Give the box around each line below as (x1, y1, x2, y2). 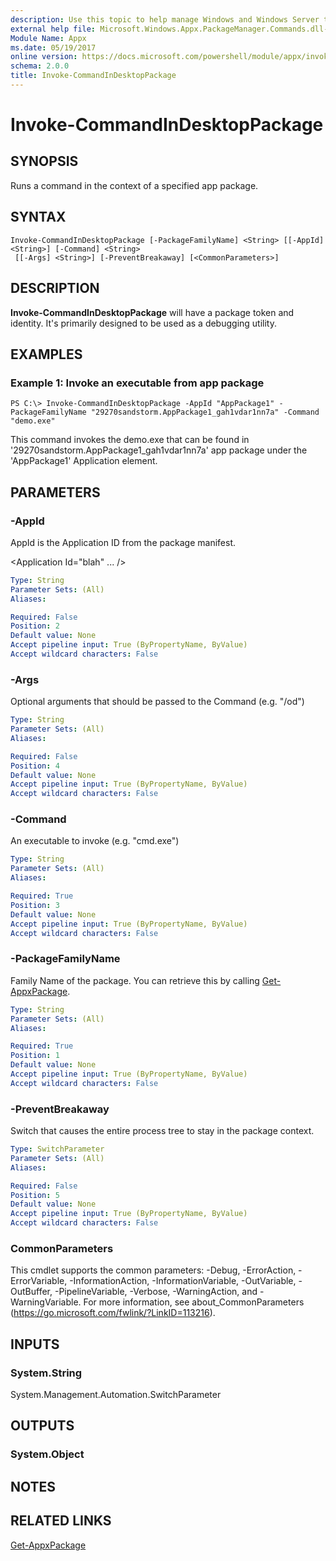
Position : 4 (10, 761, 60, 771)
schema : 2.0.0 (10, 61, 70, 71)
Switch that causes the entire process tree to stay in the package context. (10, 1125, 315, 1137)
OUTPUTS (10, 1417, 75, 1435)
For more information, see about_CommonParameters (83, 1296, 305, 1308)
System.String (10, 1366, 83, 1380)
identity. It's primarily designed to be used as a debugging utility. (10, 317, 278, 329)
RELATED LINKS (10, 1512, 112, 1530)
